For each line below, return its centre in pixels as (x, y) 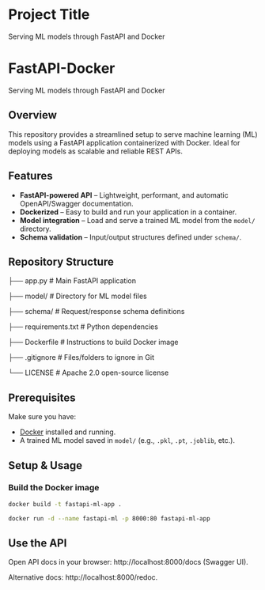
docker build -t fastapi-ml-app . (65, 504)
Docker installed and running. (68, 432)
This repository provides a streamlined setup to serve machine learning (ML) (133, 134)
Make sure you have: (42, 417)
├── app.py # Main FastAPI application (72, 281)
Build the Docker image (54, 488)
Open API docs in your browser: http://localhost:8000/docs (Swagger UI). (129, 562)
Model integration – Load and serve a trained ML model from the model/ (137, 220)
